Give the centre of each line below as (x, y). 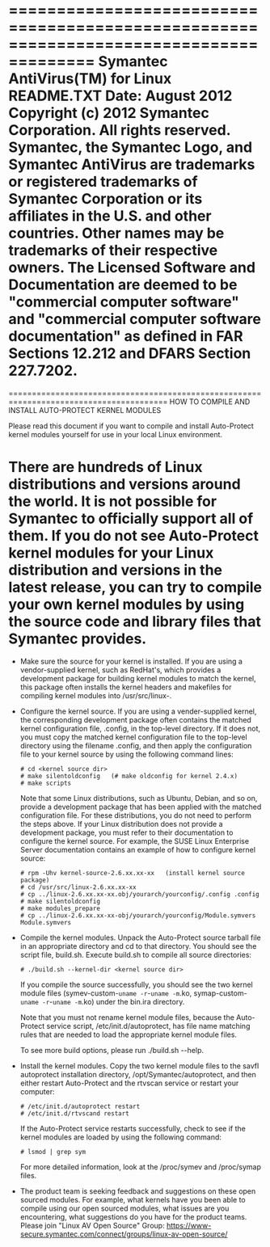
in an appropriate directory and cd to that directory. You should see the (138, 946)
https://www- (189, 1225)
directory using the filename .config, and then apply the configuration (136, 745)
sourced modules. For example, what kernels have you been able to (133, 1199)
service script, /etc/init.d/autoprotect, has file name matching (148, 1026)
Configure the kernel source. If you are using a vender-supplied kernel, (138, 711)
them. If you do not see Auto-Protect (133, 536)
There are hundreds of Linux (105, 468)
